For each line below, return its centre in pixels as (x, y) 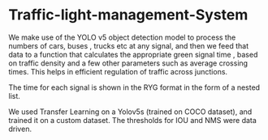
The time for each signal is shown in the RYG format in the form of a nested (134, 87)
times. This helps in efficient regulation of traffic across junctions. (118, 71)
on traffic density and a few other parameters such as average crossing (128, 63)
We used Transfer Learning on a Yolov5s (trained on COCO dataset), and (130, 112)
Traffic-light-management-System (128, 15)
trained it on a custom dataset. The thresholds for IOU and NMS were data (133, 120)
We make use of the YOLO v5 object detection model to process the (122, 37)
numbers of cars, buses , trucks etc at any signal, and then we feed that (129, 45)
